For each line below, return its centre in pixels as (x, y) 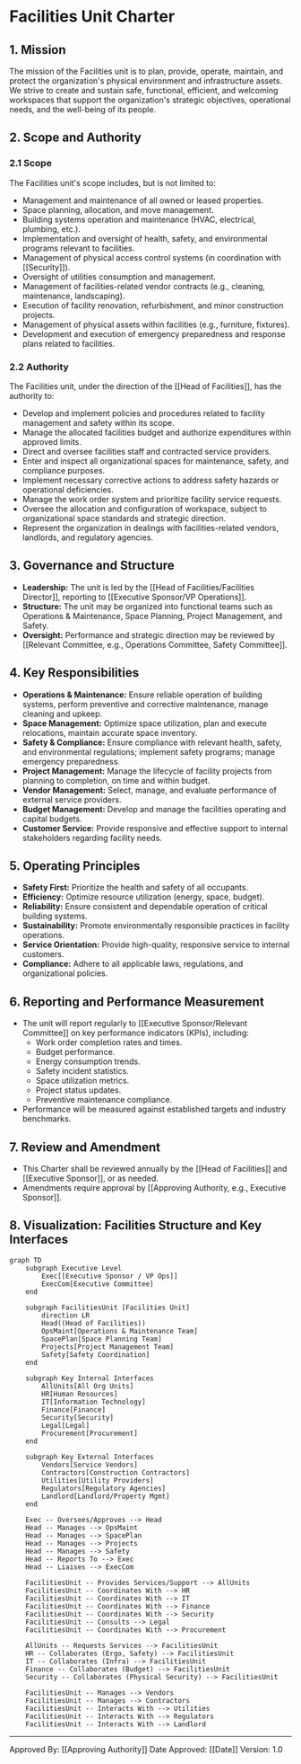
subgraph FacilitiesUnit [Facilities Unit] (108, 1307)
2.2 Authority (39, 367)
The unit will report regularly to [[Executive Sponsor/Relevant (135, 1024)
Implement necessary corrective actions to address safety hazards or (150, 480)
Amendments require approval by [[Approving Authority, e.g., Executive (154, 1188)
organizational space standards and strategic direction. (124, 518)
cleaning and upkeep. (62, 714)
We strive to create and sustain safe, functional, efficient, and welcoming (144, 90)
